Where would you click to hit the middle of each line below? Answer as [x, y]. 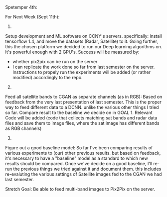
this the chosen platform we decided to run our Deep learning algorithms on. [84, 47]
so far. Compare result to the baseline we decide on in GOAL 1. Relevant [79, 112]
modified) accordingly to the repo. [48, 77]
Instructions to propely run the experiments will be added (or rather [82, 72]
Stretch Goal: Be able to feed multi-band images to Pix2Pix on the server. [80, 189]
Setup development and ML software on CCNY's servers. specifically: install [83, 36]
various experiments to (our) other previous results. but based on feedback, [83, 153]
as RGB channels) [23, 128]
